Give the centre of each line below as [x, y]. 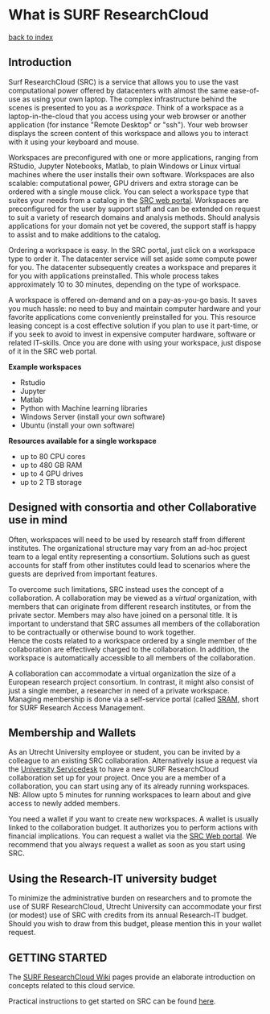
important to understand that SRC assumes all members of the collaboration [134, 623]
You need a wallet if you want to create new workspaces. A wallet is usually [133, 819]
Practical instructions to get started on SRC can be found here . [112, 1001]
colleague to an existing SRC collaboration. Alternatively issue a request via [133, 761]
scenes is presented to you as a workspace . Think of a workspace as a [126, 107]
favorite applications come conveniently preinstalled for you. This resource [132, 317]
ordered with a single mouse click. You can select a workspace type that [129, 192]
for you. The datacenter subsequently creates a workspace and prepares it [133, 267]
